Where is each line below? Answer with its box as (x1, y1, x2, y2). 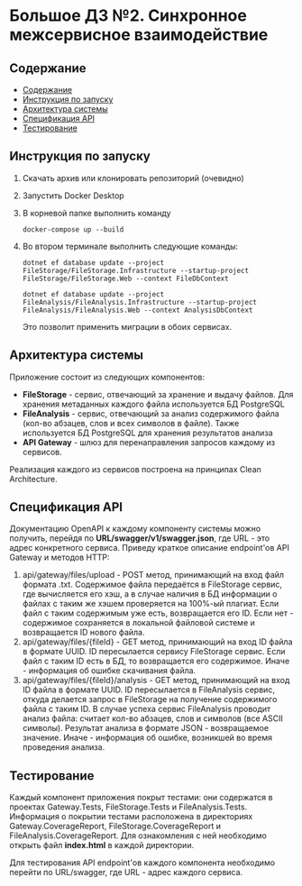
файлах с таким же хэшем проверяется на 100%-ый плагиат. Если (22, 598, 279, 609)
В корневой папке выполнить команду (22, 207, 171, 218)
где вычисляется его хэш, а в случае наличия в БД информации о (22, 589, 278, 599)
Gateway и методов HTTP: (9, 552, 110, 563)
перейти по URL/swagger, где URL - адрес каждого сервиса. (9, 867, 243, 878)
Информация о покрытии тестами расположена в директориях (9, 811, 253, 822)
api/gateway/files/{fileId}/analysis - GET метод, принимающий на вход (22, 675, 290, 686)
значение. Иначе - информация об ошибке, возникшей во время (22, 732, 273, 744)
